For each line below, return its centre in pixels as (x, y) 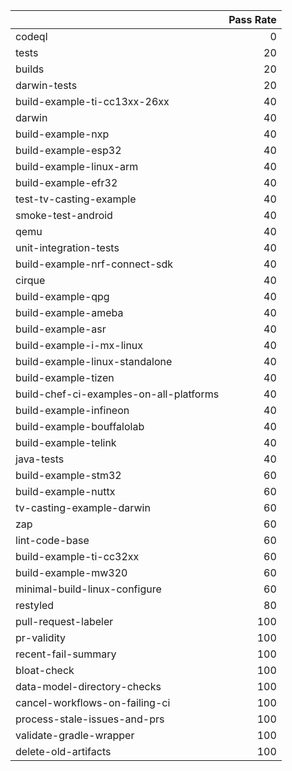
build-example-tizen (65, 377)
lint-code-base (52, 540)
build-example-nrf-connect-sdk (94, 264)
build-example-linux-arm (77, 166)
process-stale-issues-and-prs (90, 719)
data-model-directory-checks (88, 686)
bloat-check (45, 670)
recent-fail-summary (66, 654)
